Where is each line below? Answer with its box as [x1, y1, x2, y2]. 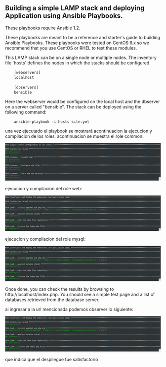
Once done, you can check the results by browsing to [5, 286, 114, 292]
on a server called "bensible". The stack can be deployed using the [5, 104, 142, 109]
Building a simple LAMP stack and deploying [5, 4, 145, 12]
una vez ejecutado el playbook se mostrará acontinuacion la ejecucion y [5, 128, 152, 134]
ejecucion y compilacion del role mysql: [5, 236, 85, 242]
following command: [5, 109, 47, 115]
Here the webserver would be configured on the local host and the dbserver [5, 99, 160, 105]
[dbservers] [14, 85, 39, 90]
